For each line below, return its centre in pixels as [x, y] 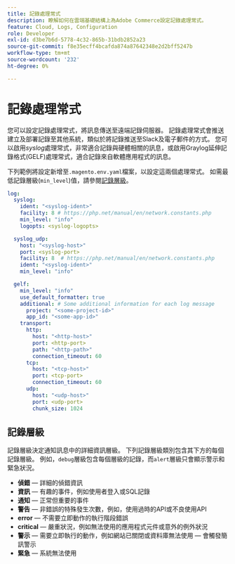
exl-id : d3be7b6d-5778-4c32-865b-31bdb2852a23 [76, 40]
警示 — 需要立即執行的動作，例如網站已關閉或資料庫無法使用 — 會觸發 [119, 536]
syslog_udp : [31, 239]
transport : [36, 323]
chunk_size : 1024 [58, 409]
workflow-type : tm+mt [39, 53]
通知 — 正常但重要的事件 [53, 501]
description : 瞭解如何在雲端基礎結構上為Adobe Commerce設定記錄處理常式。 [107, 20]
